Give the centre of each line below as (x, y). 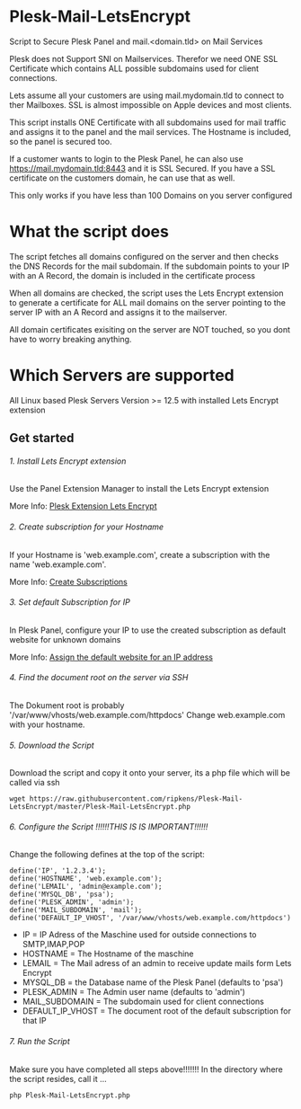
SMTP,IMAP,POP (53, 945)
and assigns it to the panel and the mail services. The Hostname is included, (150, 131)
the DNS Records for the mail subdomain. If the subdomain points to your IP (150, 266)
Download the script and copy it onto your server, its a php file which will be (150, 773)
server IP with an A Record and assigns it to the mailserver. (118, 312)
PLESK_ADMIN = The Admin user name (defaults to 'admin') (133, 992)
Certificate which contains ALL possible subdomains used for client (134, 68)
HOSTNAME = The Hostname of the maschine (108, 954)
